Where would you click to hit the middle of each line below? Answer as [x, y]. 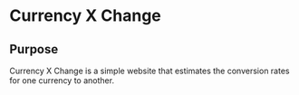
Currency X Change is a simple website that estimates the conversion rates [149, 71]
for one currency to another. [62, 81]
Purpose [34, 49]
